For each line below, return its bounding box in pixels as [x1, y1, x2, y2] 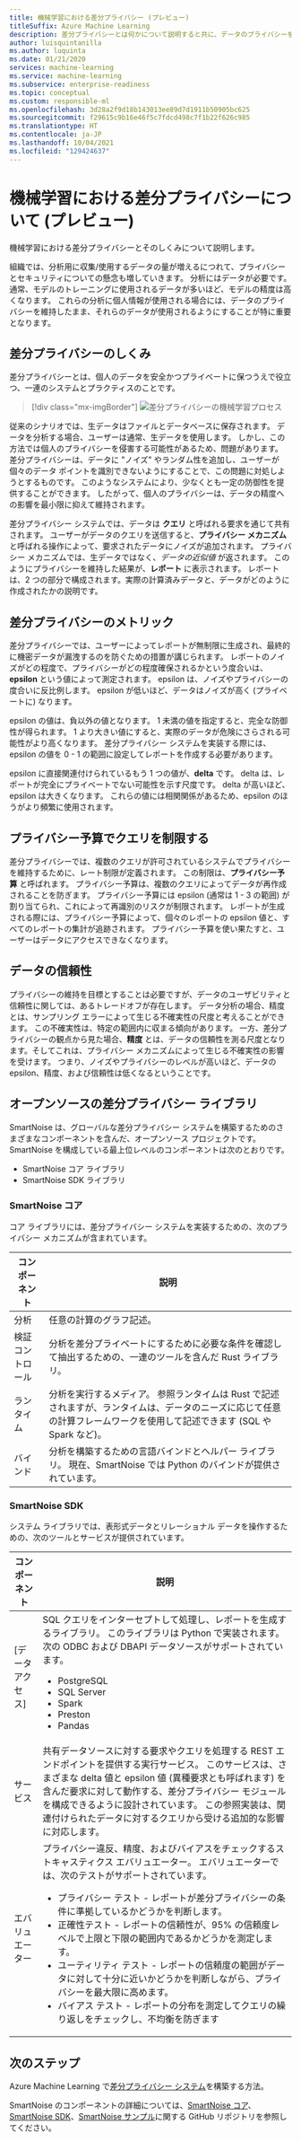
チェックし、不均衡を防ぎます [93, 2013, 219, 2025]
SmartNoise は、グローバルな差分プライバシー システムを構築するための [9, 1121, 277, 1132]
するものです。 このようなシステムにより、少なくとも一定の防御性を [24, 477, 277, 487]
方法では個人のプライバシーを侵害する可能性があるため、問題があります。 [9, 443, 284, 454]
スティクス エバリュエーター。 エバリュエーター [69, 1856, 271, 1868]
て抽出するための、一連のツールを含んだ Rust [48, 1350, 241, 1363]
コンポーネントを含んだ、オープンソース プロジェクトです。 [39, 1133, 262, 1144]
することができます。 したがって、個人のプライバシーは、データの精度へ [16, 488, 285, 499]
